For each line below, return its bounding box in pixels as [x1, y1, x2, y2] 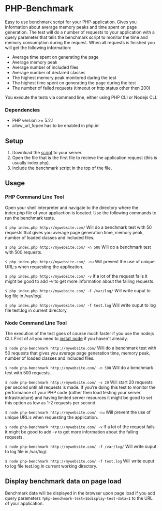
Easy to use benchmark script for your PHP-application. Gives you [5, 19, 137, 25]
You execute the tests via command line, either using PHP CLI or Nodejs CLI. [5, 94, 158, 100]
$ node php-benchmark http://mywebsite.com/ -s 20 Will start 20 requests [5, 379, 153, 385]
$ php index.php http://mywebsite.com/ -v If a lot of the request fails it [5, 273, 147, 279]
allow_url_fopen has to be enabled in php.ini [12, 123, 100, 128]
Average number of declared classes [12, 69, 86, 75]
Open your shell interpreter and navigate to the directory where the [5, 205, 139, 210]
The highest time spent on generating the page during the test [12, 80, 136, 85]
